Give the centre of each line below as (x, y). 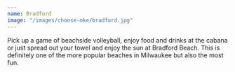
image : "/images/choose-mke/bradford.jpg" (70, 20)
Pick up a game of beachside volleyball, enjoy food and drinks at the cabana (117, 40)
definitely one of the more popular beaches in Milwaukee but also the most (115, 55)
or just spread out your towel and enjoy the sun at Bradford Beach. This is (114, 48)
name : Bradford (29, 14)
